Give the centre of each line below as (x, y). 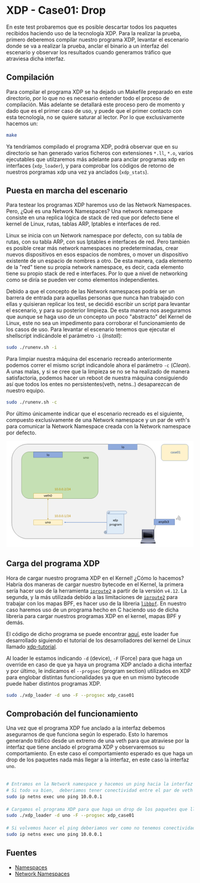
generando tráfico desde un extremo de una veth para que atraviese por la (98, 741)
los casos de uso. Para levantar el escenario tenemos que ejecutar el (91, 329)
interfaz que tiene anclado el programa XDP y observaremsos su (85, 747)
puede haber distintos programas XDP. (54, 683)
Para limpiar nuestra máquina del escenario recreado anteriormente (89, 359)
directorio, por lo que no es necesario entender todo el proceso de (88, 98)
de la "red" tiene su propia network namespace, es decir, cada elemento (95, 267)
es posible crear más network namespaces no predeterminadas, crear (92, 248)
